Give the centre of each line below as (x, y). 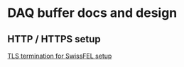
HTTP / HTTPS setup (54, 39)
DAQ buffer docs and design (92, 13)
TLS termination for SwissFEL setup (60, 56)
